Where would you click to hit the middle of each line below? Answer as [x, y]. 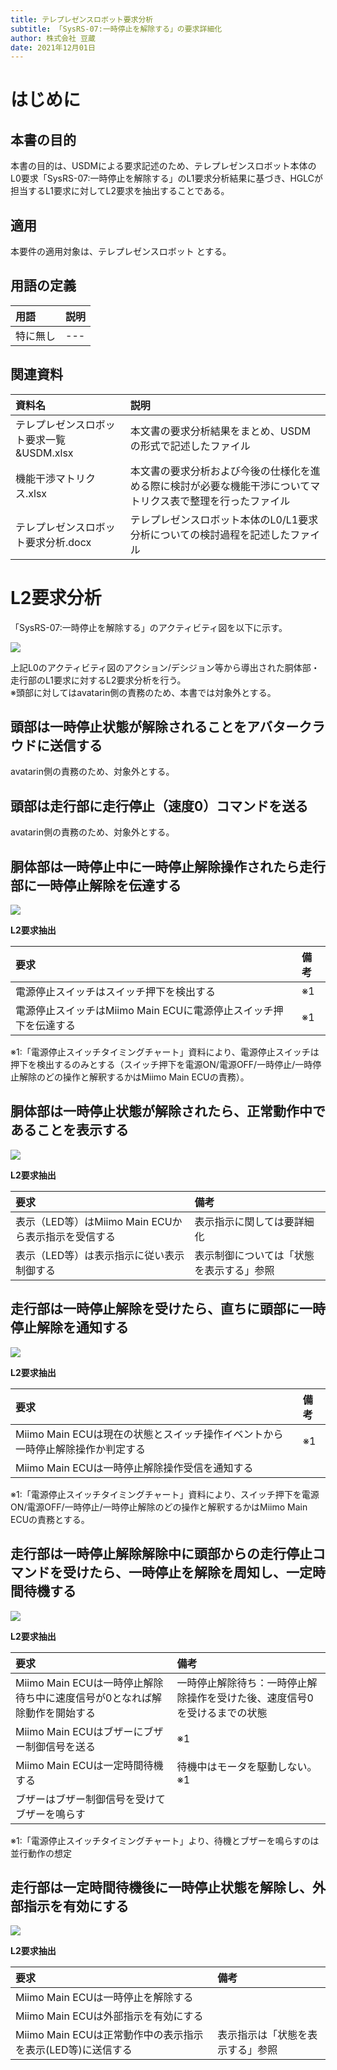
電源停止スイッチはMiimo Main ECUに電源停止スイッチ [144, 1011]
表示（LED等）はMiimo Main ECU [94, 1221]
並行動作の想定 [41, 1853]
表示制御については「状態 [254, 1255]
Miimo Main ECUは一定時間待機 [89, 1765]
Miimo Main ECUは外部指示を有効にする [109, 2016]
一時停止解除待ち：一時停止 [242, 1683]
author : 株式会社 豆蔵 [53, 38]
